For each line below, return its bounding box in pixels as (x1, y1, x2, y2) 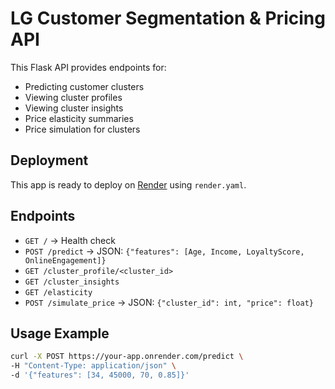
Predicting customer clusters (24, 80, 145, 92)
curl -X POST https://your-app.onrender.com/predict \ (10, 352, 244, 362)
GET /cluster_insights (24, 277, 120, 287)
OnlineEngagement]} (24, 255, 107, 266)
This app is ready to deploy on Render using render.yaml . (10, 178, 247, 191)
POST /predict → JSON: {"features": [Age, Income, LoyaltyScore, (24, 245, 305, 257)
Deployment (10, 152, 89, 169)
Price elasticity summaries (24, 112, 134, 124)
